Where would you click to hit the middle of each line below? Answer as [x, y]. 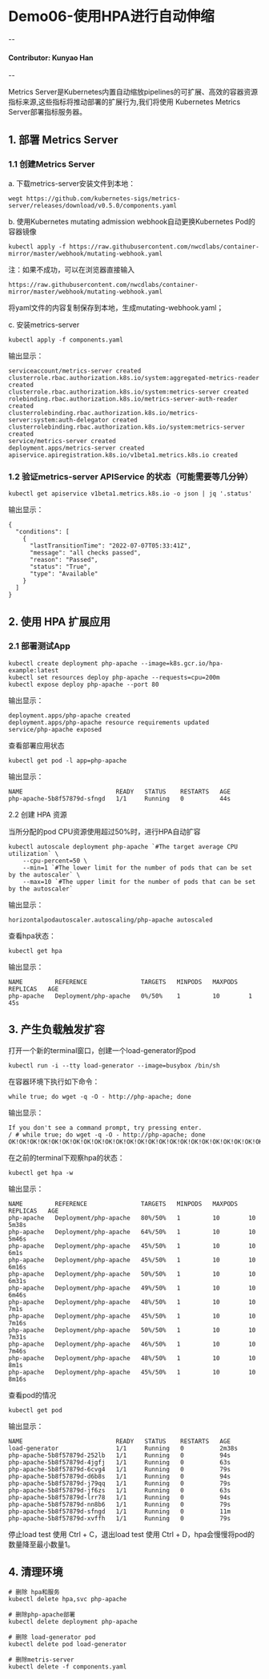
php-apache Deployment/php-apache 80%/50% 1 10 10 [132, 1218]
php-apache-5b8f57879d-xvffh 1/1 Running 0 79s [119, 1518]
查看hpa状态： [32, 935]
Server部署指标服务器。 [47, 112]
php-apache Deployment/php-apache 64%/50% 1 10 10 [132, 1232]
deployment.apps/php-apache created [69, 715]
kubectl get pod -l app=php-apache [68, 761]
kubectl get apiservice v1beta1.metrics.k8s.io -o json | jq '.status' [130, 494]
